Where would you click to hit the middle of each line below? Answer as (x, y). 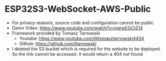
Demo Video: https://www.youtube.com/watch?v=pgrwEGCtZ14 (77, 28)
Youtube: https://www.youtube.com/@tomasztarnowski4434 (82, 38)
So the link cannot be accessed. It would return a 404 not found (77, 54)
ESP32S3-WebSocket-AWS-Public (78, 9)
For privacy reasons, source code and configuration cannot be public (83, 23)
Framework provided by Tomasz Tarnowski (56, 33)
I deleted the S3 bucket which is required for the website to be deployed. (86, 49)
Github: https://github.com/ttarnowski (58, 43)
